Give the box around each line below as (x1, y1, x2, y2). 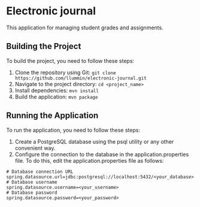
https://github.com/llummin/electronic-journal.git (14, 75, 147, 81)
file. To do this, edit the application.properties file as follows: (14, 157, 164, 164)
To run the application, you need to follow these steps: (6, 126, 141, 133)
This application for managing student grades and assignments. (6, 24, 163, 31)
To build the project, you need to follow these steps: (6, 57, 135, 64)
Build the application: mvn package (14, 93, 98, 100)
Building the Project (6, 41, 81, 51)
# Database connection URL (6, 169, 74, 175)
